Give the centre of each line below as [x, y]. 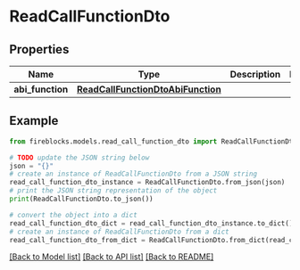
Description [255, 74]
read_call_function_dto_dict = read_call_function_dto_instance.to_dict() [151, 223]
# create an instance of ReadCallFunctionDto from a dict [119, 232]
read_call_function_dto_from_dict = [77, 240]
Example [34, 121]
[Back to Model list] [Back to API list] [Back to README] [112, 257]
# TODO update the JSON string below [79, 158]
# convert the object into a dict [74, 215]
